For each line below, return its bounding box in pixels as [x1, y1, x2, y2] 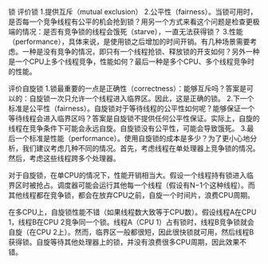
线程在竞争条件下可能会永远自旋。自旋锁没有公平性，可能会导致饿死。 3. [8, 124, 247, 133]
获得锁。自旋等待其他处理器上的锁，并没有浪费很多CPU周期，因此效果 [8, 238, 240, 246]
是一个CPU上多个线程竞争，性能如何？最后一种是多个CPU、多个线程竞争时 [8, 57, 255, 66]
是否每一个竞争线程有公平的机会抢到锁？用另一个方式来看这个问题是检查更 [8, 17, 253, 26]
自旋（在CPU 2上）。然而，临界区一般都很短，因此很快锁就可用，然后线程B [8, 227, 254, 237]
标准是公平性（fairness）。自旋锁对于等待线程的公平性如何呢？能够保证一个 [8, 104, 255, 113]
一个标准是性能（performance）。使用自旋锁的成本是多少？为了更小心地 [14, 134, 250, 143]
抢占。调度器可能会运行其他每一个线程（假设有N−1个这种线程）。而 [35, 180, 255, 190]
